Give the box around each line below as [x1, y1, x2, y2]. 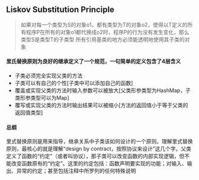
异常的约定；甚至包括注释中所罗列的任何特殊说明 [16, 168, 136, 175]
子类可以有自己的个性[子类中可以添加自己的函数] [14, 80, 133, 87]
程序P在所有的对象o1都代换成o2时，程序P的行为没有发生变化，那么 [25, 28, 190, 35]
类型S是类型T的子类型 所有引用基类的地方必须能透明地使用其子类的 [20, 35, 185, 43]
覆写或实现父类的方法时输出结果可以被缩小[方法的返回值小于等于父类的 [14, 102, 188, 109]
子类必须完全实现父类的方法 [14, 72, 83, 79]
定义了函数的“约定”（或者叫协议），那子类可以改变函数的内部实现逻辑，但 [6, 153, 185, 160]
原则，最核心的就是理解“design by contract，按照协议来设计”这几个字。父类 [6, 145, 191, 152]
